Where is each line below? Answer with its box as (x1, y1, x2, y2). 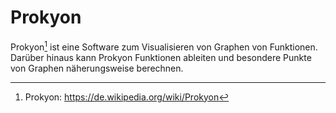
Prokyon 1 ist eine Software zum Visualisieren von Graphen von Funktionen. (10, 39, 318, 53)
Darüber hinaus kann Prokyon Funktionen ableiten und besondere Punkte (10, 51, 312, 63)
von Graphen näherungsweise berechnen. (10, 62, 184, 74)
